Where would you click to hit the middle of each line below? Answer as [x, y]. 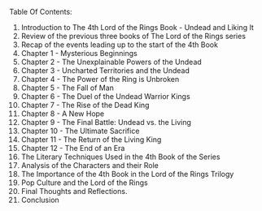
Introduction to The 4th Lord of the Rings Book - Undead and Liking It [138, 27]
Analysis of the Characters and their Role [90, 165]
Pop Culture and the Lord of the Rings [85, 183]
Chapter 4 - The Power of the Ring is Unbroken [100, 79]
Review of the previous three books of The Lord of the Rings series [133, 36]
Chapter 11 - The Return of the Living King [91, 140]
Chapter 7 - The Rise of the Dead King [85, 105]
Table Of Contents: [41, 12]
